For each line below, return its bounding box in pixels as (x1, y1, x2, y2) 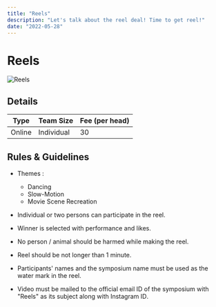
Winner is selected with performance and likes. (17, 224, 152, 232)
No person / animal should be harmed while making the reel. (17, 237, 189, 246)
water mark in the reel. (17, 271, 81, 279)
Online (10, 128, 32, 137)
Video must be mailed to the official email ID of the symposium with (17, 284, 209, 293)
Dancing (27, 182, 52, 190)
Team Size (38, 116, 74, 126)
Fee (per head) (79, 116, 130, 126)
